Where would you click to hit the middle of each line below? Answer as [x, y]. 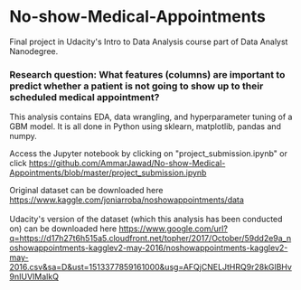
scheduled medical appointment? [85, 97]
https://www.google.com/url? [174, 229]
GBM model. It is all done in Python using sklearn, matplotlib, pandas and [146, 126]
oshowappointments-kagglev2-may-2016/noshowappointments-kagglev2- [149, 248]
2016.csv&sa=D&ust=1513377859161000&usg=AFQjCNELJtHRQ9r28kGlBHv [150, 267]
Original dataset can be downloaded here [86, 191]
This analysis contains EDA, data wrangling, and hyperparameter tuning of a [151, 117]
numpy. [24, 136]
